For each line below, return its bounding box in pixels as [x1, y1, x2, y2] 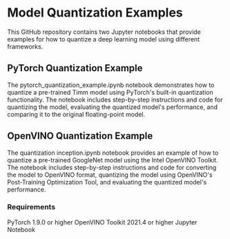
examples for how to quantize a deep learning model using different [7, 35, 200, 43]
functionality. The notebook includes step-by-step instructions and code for [7, 95, 223, 104]
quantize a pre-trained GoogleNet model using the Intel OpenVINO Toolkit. [7, 155, 219, 164]
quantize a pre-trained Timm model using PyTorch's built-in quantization [7, 88, 213, 96]
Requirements [7, 202, 56, 212]
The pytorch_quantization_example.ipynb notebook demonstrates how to [7, 81, 215, 89]
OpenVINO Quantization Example [7, 130, 153, 142]
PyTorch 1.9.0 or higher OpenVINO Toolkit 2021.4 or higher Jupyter [7, 218, 198, 226]
